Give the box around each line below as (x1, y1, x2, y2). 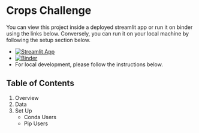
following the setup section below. (6, 36, 91, 43)
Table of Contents (6, 78, 75, 88)
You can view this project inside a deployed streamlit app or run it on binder (6, 23, 193, 31)
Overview (14, 94, 39, 101)
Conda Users (23, 113, 57, 120)
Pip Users (23, 120, 49, 127)
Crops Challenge (6, 4, 92, 17)
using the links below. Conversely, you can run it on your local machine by (6, 29, 189, 37)
